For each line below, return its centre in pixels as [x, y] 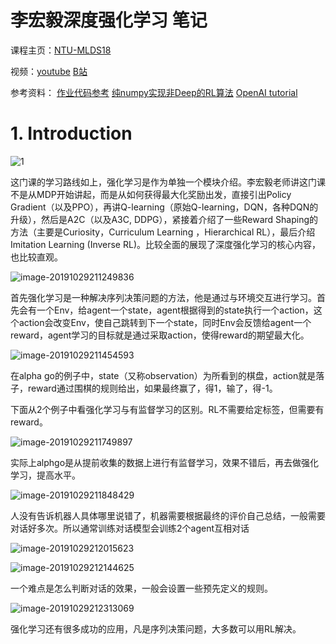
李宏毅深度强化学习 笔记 [109, 20]
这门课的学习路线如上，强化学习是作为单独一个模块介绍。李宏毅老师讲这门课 [168, 182]
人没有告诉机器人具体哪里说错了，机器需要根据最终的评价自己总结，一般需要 [168, 515]
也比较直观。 [36, 257]
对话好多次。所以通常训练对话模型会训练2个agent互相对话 [130, 528]
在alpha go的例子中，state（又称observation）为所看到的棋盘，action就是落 [167, 375]
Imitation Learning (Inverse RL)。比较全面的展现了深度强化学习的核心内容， [166, 244]
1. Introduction [71, 133]
